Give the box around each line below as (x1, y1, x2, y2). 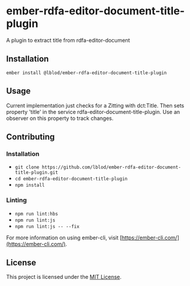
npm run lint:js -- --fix (14, 223, 79, 229)
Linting (6, 196, 27, 204)
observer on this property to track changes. (6, 115, 114, 122)
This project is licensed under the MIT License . (6, 273, 122, 281)
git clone (14, 164, 40, 171)
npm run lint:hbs (14, 211, 59, 217)
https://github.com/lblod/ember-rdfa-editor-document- (41, 164, 181, 171)
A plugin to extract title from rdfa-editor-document (6, 36, 130, 44)
